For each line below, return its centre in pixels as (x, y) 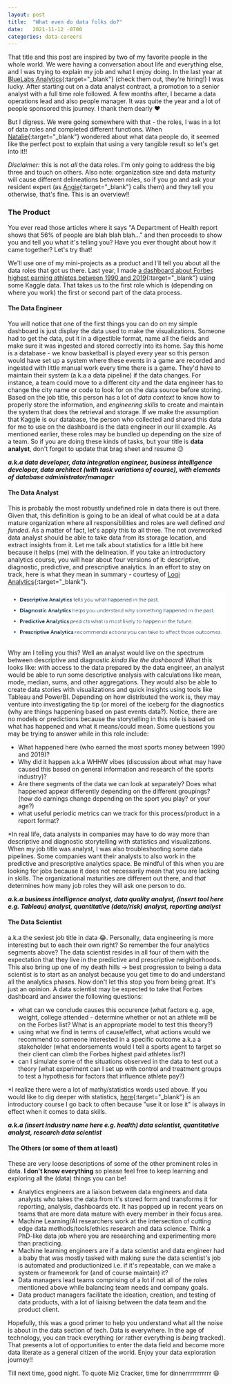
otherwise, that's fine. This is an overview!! (69, 195)
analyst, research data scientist (55, 1132)
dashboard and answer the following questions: (76, 996)
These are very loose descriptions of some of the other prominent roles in (113, 1164)
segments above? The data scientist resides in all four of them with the (108, 952)
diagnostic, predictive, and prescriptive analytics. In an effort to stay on (109, 567)
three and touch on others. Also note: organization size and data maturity (112, 172)
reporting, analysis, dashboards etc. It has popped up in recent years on (120, 1207)
